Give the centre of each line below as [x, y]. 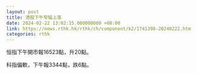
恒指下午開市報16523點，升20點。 [49, 52]
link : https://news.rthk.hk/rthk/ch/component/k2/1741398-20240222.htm [98, 29]
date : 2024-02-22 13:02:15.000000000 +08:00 [63, 23]
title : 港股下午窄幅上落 [34, 17]
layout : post [23, 12]
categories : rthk [28, 34]
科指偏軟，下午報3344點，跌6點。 [49, 65]
